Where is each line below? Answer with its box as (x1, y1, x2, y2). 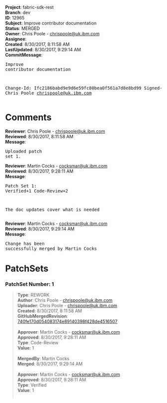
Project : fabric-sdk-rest (5, 4, 54, 10)
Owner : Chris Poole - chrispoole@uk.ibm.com (5, 31, 100, 36)
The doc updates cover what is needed (5, 206, 100, 212)
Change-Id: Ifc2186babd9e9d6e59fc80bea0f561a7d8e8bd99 (5, 85, 142, 91)
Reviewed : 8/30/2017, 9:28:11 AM (5, 168, 74, 174)
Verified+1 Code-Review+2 (5, 188, 69, 194)
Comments (5, 112, 52, 123)
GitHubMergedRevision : (17, 313, 69, 319)
